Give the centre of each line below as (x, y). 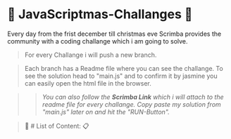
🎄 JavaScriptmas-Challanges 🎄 (100, 14)
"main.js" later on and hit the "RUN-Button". (106, 112)
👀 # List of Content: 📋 (57, 126)
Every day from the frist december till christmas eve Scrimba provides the (114, 34)
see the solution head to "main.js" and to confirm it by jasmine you (121, 76)
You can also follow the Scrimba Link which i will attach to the (133, 97)
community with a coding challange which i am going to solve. (98, 41)
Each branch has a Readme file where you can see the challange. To (124, 68)
